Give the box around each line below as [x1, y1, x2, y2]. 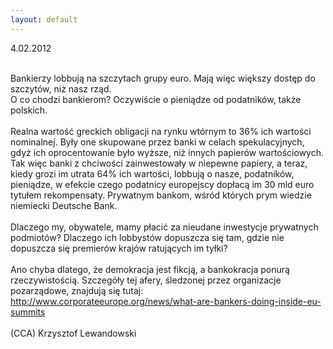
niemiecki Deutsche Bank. [10, 199, 118, 211]
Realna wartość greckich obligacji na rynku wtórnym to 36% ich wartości [10, 125, 312, 137]
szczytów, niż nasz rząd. [10, 82, 112, 95]
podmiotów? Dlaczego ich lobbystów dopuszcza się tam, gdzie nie [10, 231, 285, 243]
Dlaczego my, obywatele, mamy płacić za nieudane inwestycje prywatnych [10, 221, 319, 233]
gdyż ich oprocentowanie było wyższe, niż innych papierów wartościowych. [10, 146, 324, 158]
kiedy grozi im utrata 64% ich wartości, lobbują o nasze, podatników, [10, 167, 295, 180]
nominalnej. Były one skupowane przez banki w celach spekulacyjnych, [10, 136, 305, 148]
